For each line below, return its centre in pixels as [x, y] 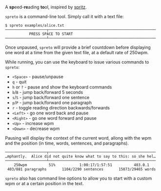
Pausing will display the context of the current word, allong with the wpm [78, 138]
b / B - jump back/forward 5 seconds [48, 92]
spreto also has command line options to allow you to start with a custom [79, 178]
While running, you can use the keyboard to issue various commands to [77, 62]
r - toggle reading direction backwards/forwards [61, 108]
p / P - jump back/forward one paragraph [52, 103]
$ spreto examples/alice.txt [35, 25]
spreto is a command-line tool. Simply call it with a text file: [64, 16]
